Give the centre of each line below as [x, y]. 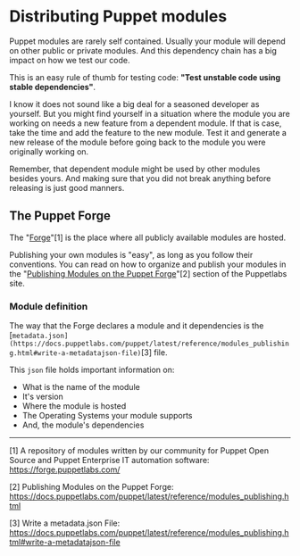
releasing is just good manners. [67, 187]
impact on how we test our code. [70, 60]
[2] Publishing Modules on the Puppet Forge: [92, 487]
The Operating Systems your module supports [107, 416]
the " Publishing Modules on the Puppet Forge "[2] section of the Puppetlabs [148, 273]
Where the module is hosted [74, 406]
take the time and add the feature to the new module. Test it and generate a [148, 132]
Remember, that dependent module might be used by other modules [135, 169]
